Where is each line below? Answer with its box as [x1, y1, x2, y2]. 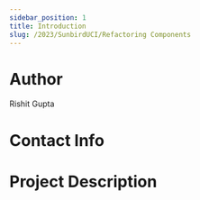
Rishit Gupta [9, 98, 55, 109]
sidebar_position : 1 [9, 13, 87, 23]
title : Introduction [9, 22, 87, 31]
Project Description [9, 171, 158, 192]
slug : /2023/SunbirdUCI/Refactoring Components [9, 30, 192, 39]
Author [9, 68, 63, 89]
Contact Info [9, 130, 105, 150]
